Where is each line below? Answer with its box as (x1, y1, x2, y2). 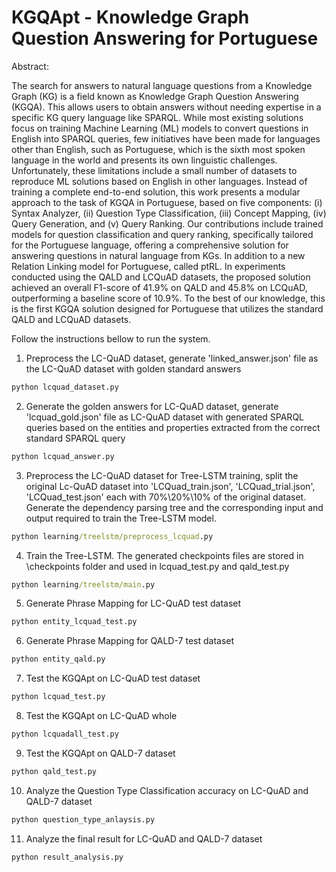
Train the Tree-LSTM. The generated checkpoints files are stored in (25, 549, 304, 561)
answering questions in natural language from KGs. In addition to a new (11, 249, 306, 261)
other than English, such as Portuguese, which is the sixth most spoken (11, 143, 306, 155)
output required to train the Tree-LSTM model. (25, 512, 217, 524)
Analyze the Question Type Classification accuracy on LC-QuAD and (25, 784, 309, 796)
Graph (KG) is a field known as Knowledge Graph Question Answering (11, 90, 299, 102)
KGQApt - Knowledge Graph (11, 6, 250, 29)
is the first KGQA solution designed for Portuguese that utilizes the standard (11, 302, 324, 315)
